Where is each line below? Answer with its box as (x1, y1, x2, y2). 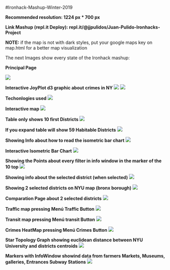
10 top (5, 164, 19, 170)
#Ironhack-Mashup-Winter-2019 (5, 5, 73, 10)
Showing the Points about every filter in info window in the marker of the (5, 158, 162, 164)
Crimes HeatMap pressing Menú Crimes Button (5, 227, 108, 233)
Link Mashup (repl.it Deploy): (5, 24, 68, 30)
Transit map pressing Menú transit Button (5, 216, 95, 223)
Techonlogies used (5, 95, 47, 101)
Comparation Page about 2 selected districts (5, 195, 102, 201)
